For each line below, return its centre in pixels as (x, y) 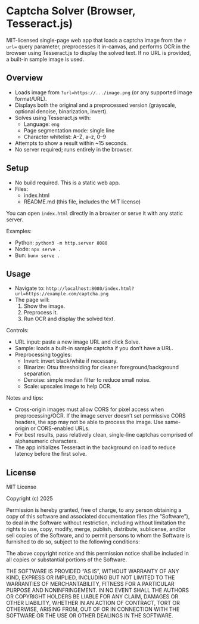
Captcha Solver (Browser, (71, 11)
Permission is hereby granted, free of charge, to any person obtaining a (94, 510)
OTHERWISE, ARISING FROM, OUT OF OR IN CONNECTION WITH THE (93, 609)
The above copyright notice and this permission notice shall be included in (97, 554)
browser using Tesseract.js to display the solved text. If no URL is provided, (99, 52)
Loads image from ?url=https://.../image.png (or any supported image (103, 92)
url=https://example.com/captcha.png (62, 294)
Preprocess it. (41, 313)
